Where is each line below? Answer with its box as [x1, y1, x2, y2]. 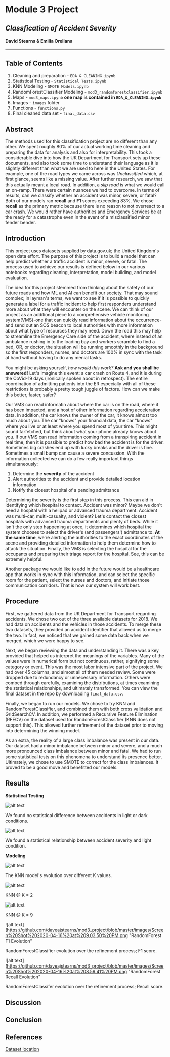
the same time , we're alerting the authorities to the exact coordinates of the [5, 535, 163, 541]
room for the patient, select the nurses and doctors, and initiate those [5, 577, 150, 583]
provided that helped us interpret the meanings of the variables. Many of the [5, 653, 164, 659]
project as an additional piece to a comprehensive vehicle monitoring [5, 312, 149, 318]
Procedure [5, 597, 39, 606]
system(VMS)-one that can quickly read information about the [5, 317, 135, 323]
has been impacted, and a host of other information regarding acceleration [5, 407, 161, 413]
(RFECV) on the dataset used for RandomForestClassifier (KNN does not [5, 717, 156, 723]
